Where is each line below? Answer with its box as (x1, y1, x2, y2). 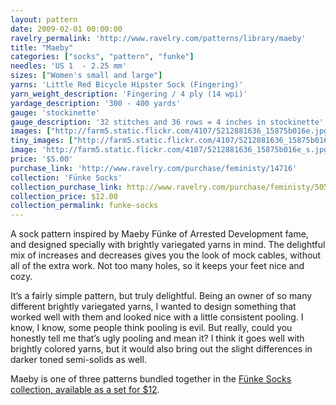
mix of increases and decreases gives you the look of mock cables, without (10, 249, 322, 261)
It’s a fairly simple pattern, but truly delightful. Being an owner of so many (10, 290, 313, 302)
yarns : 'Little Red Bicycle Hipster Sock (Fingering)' (10, 80, 244, 90)
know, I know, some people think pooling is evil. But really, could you (10, 322, 293, 334)
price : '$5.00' (10, 154, 74, 164)
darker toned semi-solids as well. (10, 354, 147, 366)
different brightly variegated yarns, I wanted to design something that (10, 301, 297, 313)
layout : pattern (10, 14, 78, 25)
